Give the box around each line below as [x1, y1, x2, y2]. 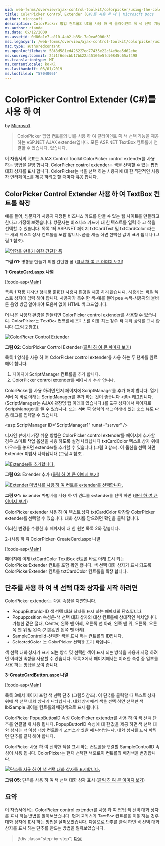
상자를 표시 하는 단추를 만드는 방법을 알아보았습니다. [5, 825, 105, 831]
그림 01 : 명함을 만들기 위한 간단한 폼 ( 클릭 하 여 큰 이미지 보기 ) [5, 259, 124, 264]
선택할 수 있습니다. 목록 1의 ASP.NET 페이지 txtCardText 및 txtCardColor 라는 [5, 225, 156, 231]
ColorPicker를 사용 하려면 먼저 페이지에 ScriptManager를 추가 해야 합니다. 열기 [5, 387, 158, 393]
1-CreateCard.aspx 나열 [5, 269, 54, 275]
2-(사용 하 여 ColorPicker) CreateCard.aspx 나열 [5, 536, 101, 542]
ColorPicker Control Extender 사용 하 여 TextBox [5, 190, 153, 198]
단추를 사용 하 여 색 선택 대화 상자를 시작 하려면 [5, 584, 138, 592]
